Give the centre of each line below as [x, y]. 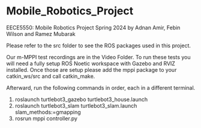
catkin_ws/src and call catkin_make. [51, 76]
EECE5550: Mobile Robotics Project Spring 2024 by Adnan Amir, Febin [93, 28]
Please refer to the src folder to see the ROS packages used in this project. [98, 45]
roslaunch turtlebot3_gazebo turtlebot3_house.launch [81, 99]
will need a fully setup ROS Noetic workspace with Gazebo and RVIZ [91, 63]
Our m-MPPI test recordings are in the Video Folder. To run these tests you [98, 57]
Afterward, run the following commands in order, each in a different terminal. [101, 87]
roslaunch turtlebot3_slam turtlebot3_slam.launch [76, 105]
